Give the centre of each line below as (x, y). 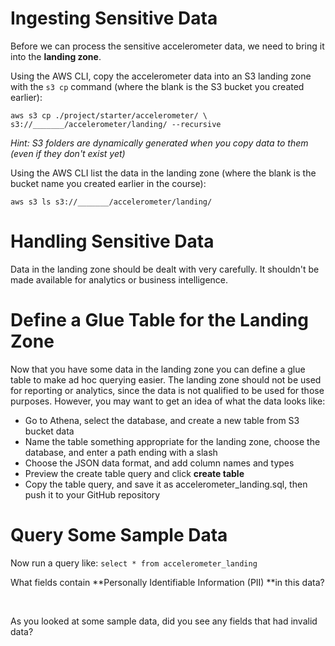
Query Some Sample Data (119, 535)
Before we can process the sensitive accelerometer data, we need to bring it (167, 46)
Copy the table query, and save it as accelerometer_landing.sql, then (166, 484)
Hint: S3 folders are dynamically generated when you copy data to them (159, 143)
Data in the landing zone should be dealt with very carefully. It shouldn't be (165, 269)
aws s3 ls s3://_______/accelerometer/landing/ (111, 202)
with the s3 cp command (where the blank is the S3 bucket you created (157, 86)
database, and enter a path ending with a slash (121, 452)
